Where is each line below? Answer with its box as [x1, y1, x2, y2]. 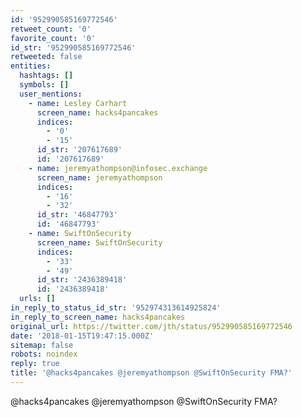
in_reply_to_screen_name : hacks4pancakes [10, 312, 186, 322]
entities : [10, 61, 52, 71]
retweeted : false [10, 52, 83, 62]
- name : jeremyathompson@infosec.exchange [28, 163, 208, 173]
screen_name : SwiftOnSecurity [36, 237, 163, 248]
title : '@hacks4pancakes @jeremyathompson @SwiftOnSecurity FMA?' [10, 368, 293, 378]
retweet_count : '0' [10, 24, 92, 34]
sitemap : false [10, 340, 74, 350]
